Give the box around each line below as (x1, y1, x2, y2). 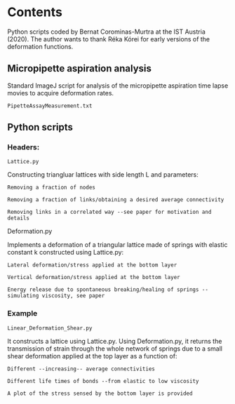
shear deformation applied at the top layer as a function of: (7, 351, 177, 360)
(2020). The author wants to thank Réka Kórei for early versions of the (7, 34, 210, 43)
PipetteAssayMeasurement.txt (7, 102, 93, 109)
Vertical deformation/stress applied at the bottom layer (7, 274, 180, 281)
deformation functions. (7, 42, 74, 50)
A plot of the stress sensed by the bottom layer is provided (7, 390, 193, 397)
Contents (7, 4, 63, 20)
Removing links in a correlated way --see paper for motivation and (7, 208, 212, 216)
